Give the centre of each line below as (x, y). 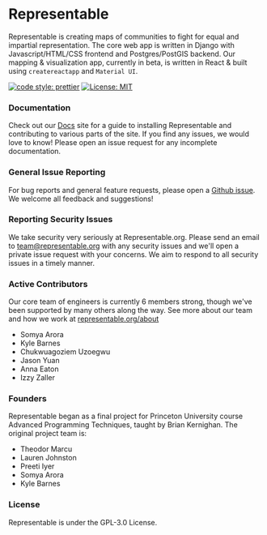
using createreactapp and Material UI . (73, 71)
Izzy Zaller (37, 378)
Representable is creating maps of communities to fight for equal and (124, 36)
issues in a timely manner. (52, 263)
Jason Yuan (40, 361)
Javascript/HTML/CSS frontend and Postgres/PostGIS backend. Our (122, 53)
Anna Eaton (39, 369)
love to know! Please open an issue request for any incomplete (113, 143)
